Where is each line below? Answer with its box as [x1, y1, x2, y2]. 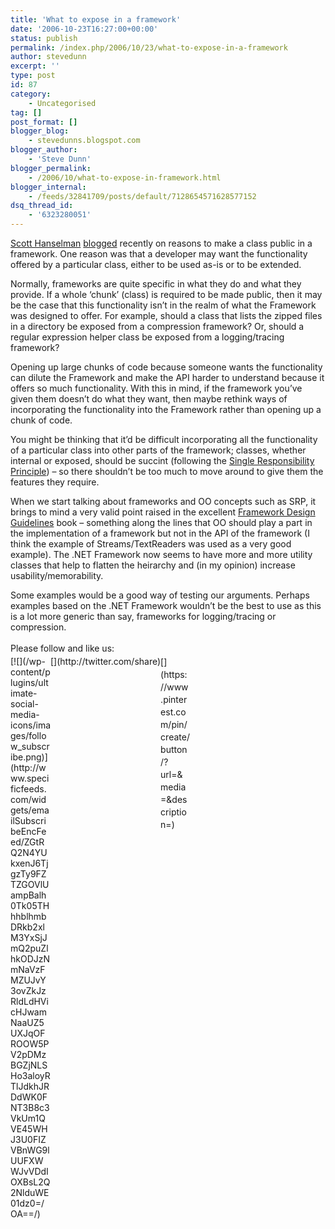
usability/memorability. [10, 570, 104, 581]
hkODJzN [10, 953, 51, 965]
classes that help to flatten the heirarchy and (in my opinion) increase [10, 559, 296, 571]
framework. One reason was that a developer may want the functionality [10, 248, 308, 260]
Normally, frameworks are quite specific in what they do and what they [10, 278, 302, 290]
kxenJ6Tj [10, 857, 49, 869]
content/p [10, 666, 51, 678]
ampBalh [10, 889, 47, 901]
